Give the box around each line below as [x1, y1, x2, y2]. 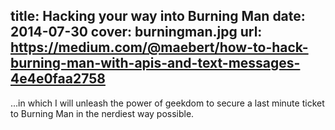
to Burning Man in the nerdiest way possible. [10, 107, 195, 119]
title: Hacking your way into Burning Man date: [10, 8, 306, 25]
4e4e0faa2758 [10, 70, 106, 88]
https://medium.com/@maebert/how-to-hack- [10, 39, 309, 56]
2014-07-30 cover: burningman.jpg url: [10, 24, 263, 41]
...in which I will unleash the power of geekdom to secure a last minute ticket [10, 97, 325, 109]
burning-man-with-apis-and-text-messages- [10, 55, 301, 72]
